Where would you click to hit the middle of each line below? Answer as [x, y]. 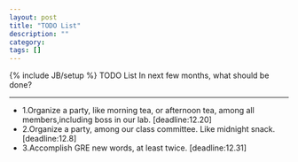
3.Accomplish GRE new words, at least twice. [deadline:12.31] [134, 148]
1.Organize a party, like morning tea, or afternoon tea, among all [138, 111]
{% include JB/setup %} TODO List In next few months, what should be [139, 75]
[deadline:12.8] [49, 139]
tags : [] [25, 50]
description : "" [39, 34]
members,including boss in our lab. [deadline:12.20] [117, 120]
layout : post [33, 17]
